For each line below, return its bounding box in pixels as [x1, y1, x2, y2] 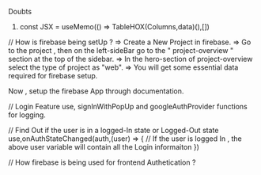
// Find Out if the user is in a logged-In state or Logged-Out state [8, 126, 219, 135]
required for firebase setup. [8, 71, 98, 80]
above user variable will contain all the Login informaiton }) [8, 143, 199, 151]
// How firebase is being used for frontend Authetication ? [8, 158, 196, 167]
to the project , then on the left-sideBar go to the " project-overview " [8, 46, 234, 55]
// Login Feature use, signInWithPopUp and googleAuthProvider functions [8, 102, 248, 111]
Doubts [8, 7, 32, 16]
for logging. [8, 110, 46, 120]
